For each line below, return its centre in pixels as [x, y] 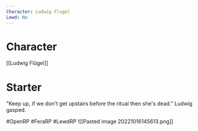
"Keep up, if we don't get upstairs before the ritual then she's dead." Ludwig [99, 104]
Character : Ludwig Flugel [38, 12]
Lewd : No [17, 17]
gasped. [16, 110]
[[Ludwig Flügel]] [27, 63]
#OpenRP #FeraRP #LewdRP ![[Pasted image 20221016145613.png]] [90, 121]
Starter [24, 87]
